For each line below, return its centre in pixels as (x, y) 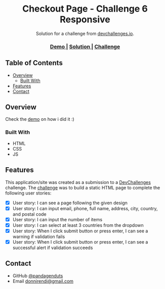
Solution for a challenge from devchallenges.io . (85, 33)
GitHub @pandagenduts (38, 275)
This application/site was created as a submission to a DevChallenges (78, 182)
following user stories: (28, 193)
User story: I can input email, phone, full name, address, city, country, (85, 208)
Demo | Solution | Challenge (85, 46)
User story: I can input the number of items (57, 219)
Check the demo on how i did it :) (40, 119)
